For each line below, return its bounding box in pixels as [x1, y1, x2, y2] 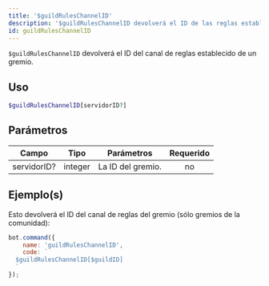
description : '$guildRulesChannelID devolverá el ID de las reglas [8, 19, 239, 27]
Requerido [169, 147, 211, 159]
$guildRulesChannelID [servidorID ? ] [8, 102, 127, 110]
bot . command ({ [8, 233, 56, 241]
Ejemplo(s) [8, 188, 64, 202]
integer [63, 161, 90, 172]
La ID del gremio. [98, 161, 162, 172]
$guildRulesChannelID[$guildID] [15, 256, 124, 264]
